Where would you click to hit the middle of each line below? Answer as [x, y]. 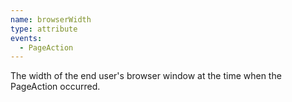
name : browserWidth [51, 19]
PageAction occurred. [55, 87]
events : [26, 38]
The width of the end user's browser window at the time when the [146, 76]
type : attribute [44, 29]
